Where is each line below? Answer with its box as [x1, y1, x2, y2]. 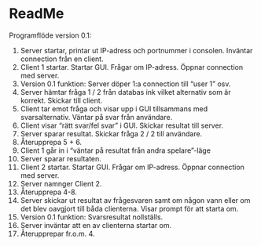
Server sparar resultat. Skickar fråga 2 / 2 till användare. [20, 128, 203, 138]
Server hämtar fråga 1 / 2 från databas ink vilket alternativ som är [20, 87, 231, 96]
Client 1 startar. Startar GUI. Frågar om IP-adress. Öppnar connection [20, 62, 243, 71]
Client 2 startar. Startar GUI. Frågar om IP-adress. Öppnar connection [20, 162, 244, 172]
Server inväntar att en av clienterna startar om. [20, 220, 172, 230]
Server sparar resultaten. [20, 154, 101, 163]
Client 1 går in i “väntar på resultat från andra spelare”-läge [20, 146, 211, 155]
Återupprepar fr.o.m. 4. [20, 229, 95, 238]
